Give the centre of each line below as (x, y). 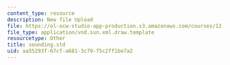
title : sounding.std (37, 45)
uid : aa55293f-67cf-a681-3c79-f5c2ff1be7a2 (70, 51)
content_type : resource (41, 13)
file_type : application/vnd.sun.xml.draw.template (81, 32)
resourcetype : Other (37, 39)
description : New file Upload (50, 20)
